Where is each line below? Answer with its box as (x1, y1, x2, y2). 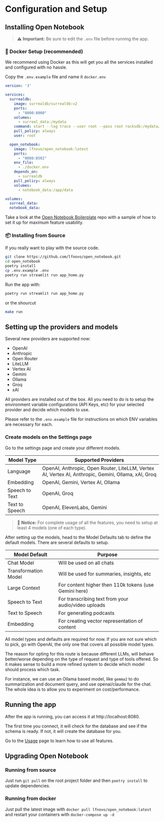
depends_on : (14, 169, 38, 174)
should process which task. (5, 666, 61, 672)
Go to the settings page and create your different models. (5, 445, 121, 451)
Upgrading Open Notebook (5, 752, 89, 760)
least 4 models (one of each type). (17, 525, 87, 531)
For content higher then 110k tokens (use (58, 581, 154, 588)
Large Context (7, 584, 41, 591)
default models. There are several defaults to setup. (5, 540, 109, 545)
